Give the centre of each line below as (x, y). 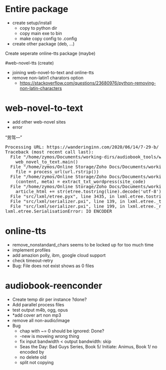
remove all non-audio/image (41, 320)
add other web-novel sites (39, 122)
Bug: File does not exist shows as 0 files (53, 266)
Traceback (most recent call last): (49, 152)
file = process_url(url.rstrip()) (57, 172)
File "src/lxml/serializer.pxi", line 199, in (67, 206)
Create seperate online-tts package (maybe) (50, 53)
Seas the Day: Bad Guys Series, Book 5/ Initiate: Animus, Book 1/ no (88, 346)
